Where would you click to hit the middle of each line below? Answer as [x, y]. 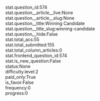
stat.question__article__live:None [39, 13]
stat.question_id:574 [26, 7]
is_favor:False [19, 82]
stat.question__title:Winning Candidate [45, 23]
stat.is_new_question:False [33, 61]
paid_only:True [21, 77]
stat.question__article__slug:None [40, 18]
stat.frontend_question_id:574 [36, 56]
